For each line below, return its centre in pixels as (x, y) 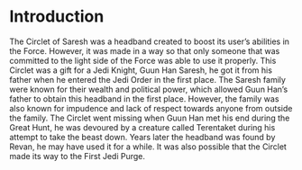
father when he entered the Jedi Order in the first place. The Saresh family (148, 79)
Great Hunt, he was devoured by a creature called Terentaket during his (142, 127)
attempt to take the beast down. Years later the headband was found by (142, 137)
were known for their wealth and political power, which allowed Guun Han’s (149, 89)
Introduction (57, 17)
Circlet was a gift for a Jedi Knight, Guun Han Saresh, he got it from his (141, 70)
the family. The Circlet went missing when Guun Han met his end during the (150, 118)
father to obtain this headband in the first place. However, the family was (144, 98)
